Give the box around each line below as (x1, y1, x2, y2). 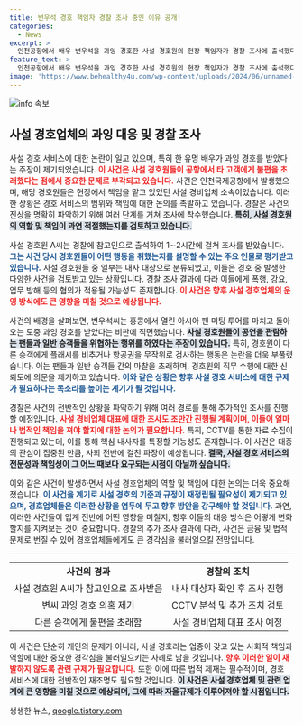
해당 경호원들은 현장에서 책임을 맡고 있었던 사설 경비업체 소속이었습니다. (21, 186, 274, 197)
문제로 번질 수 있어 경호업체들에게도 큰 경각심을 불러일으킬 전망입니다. (9, 534, 255, 544)
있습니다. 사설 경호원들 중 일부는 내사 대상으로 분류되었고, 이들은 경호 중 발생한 (9, 262, 286, 273)
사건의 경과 (66, 565, 111, 578)
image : (9, 72, 34, 81)
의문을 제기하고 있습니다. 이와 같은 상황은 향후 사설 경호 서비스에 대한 (32, 371, 274, 382)
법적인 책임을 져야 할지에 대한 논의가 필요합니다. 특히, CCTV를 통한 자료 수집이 (18, 424, 293, 435)
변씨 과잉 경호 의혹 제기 (41, 599, 135, 611)
